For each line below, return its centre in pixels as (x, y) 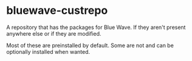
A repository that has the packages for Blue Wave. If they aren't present (96, 27)
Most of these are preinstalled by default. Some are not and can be (90, 45)
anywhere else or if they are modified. (54, 33)
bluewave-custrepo (57, 11)
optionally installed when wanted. (48, 51)
